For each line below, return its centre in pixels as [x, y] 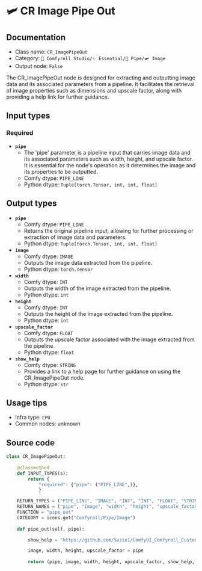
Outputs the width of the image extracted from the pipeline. [97, 288]
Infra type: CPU [32, 418]
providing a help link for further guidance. [58, 97]
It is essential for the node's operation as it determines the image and [110, 165]
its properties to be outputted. [61, 171]
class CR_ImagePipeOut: [36, 457]
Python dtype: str [46, 384]
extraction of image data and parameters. [75, 237]
